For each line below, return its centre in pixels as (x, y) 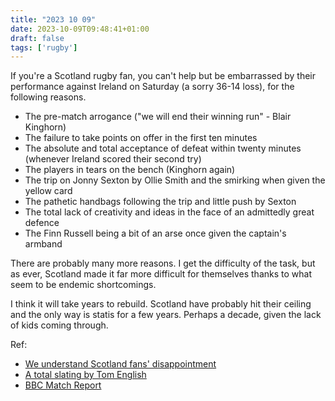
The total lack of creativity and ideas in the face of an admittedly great (169, 212)
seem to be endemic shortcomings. (83, 285)
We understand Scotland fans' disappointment (120, 364)
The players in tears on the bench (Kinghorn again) (130, 170)
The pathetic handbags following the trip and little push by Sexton (160, 202)
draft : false (37, 38)
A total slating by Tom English (85, 375)
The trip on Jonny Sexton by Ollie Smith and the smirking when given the (175, 180)
